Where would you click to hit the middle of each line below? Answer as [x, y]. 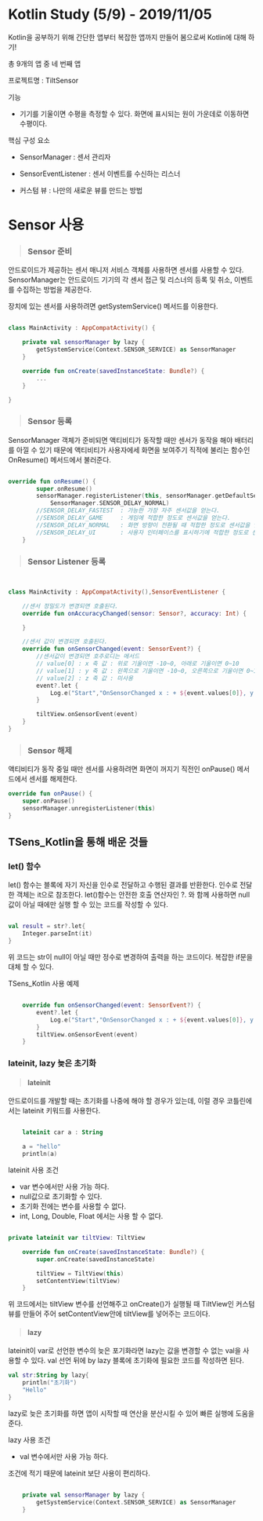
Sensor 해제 [50, 750]
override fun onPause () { [50, 794]
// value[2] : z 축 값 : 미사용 [85, 678]
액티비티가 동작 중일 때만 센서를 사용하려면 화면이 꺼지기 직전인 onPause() [122, 769]
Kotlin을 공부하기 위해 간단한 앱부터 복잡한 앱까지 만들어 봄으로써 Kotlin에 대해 [127, 37]
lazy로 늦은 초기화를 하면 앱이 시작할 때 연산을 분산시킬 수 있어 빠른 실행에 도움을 [131, 1413]
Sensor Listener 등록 [67, 561]
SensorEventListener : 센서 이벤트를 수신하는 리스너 [100, 174]
